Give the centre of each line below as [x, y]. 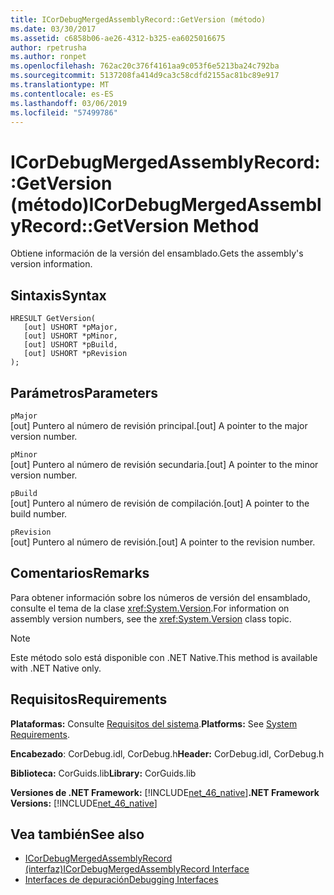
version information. [51, 264]
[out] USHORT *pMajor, [70, 327]
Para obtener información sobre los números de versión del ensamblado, [160, 597]
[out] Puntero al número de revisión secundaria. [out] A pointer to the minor [164, 464]
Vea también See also [77, 834]
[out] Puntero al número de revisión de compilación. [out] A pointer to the [160, 503]
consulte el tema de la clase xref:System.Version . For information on [150, 608]
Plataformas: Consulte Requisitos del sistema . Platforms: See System [154, 723]
